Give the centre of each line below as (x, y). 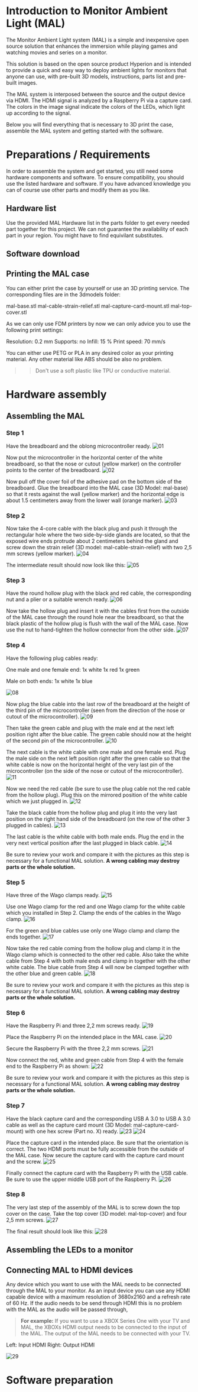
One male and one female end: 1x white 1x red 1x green (73, 669)
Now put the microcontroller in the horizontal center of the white (84, 457)
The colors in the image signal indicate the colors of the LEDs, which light (95, 106)
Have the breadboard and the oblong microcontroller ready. (79, 446)
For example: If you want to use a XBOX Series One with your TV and (105, 1321)
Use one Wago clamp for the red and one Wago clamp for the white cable (96, 907)
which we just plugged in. (37, 801)
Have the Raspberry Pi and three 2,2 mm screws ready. (73, 1026)
